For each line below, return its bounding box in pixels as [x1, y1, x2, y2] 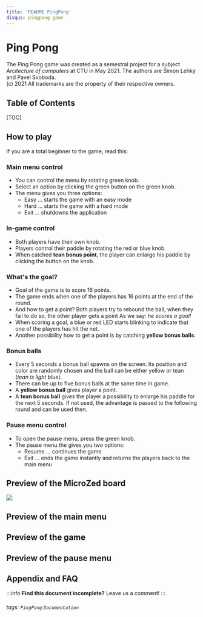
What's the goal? [6, 272, 58, 281]
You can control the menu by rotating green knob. [15, 177, 139, 184]
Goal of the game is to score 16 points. [15, 286, 111, 294]
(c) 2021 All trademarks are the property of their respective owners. [6, 80, 175, 88]
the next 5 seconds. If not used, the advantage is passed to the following [15, 399, 197, 407]
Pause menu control [6, 421, 67, 429]
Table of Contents [6, 98, 76, 108]
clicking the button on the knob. [15, 257, 95, 264]
